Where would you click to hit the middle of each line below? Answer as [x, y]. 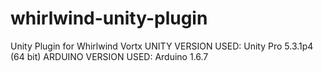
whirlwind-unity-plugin [109, 18]
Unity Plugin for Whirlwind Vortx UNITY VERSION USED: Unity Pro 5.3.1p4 [162, 46]
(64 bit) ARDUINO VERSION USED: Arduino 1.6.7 [109, 56]
